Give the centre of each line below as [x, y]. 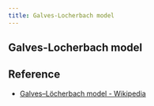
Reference [34, 75]
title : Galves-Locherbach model [61, 15]
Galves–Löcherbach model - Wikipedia [83, 93]
